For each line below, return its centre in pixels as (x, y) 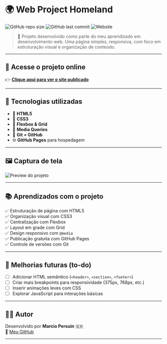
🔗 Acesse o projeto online (45, 67)
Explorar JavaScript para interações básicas (58, 294)
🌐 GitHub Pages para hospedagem (48, 140)
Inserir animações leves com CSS (47, 288)
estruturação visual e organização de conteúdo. (66, 47)
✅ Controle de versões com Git (37, 244)
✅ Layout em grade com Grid (35, 228)
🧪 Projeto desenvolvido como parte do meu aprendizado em (79, 36)
